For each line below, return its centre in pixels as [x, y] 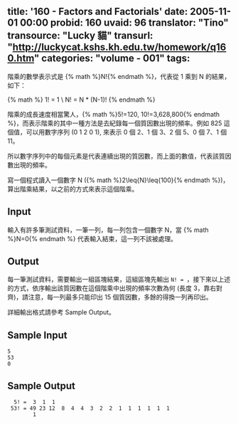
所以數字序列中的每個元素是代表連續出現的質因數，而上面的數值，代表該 [113, 156]
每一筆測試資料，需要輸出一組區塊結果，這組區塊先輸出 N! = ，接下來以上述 [119, 280]
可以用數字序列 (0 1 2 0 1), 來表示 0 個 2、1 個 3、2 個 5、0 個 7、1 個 [126, 132]
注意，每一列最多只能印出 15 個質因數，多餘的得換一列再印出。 [120, 297]
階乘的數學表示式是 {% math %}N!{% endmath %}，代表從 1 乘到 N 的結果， [119, 76]
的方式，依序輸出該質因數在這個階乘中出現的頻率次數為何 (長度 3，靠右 [112, 288]
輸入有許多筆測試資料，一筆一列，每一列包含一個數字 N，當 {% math [108, 230]
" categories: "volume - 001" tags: [112, 59]
